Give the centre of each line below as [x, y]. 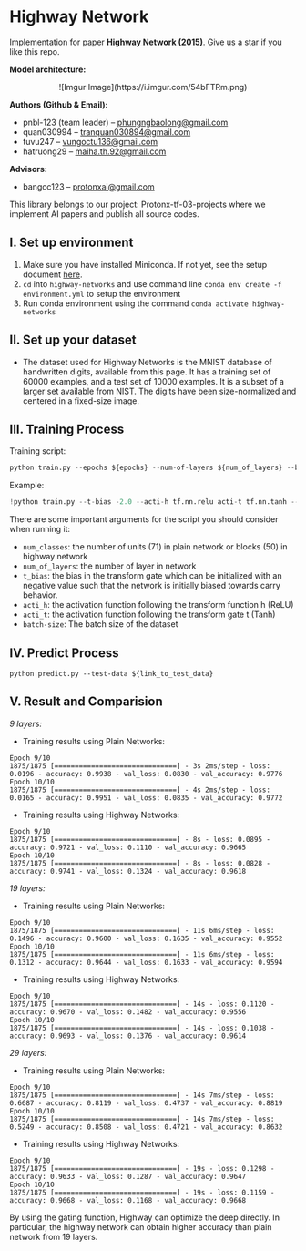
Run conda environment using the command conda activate [135, 303]
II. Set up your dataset [73, 340]
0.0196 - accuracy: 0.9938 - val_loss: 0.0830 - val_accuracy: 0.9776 [146, 774]
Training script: [38, 451]
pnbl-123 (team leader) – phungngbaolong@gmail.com [125, 122]
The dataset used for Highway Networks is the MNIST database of [148, 362]
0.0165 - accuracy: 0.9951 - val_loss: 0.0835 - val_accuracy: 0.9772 [146, 798]
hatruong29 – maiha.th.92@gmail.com [94, 151]
